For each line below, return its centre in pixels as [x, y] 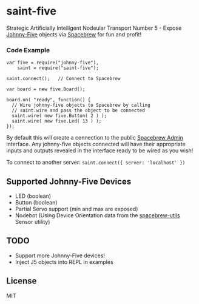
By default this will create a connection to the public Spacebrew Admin [95, 138]
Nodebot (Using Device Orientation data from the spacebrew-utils [97, 215]
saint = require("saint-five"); [58, 68]
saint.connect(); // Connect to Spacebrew [63, 79]
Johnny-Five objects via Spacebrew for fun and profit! [74, 34]
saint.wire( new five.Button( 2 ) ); [59, 116]
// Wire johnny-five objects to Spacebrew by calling [81, 105]
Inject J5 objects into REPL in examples [64, 262]
